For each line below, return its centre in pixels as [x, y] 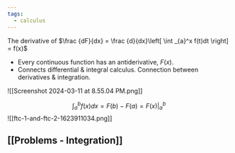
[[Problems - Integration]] [65, 141]
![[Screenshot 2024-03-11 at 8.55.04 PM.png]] [75, 91]
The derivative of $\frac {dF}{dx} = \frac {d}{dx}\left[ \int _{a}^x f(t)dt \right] [118, 40]
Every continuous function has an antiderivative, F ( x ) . [96, 62]
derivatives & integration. [54, 77]
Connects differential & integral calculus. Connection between [108, 69]
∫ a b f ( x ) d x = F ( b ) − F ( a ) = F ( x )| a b [119, 106]
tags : [15, 14]
